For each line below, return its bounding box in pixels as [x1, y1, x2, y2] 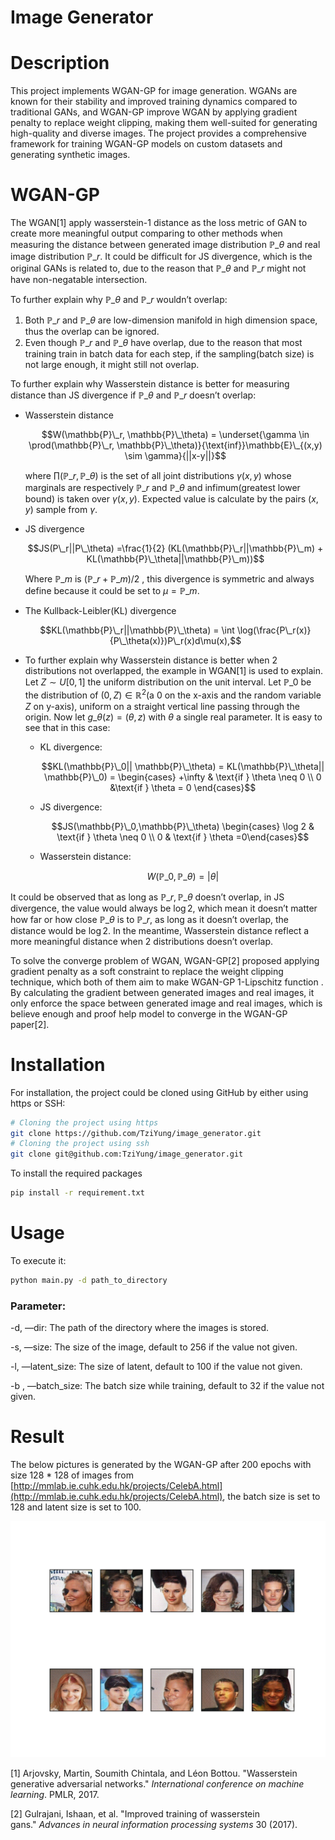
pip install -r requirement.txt [10, 1188, 145, 1198]
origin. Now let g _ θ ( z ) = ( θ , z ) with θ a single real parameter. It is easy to [24, 711, 323, 723]
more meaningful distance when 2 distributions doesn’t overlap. [10, 935, 273, 947]
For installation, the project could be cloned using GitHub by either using [10, 1086, 309, 1098]
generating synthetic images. [10, 149, 131, 161]
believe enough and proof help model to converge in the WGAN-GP [10, 1007, 288, 1020]
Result [10, 1426, 65, 1448]
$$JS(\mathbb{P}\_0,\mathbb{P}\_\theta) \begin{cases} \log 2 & [51, 820, 315, 832]
